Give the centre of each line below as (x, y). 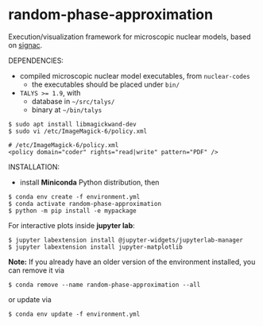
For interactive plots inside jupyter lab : (72, 225)
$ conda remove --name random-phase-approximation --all (104, 285)
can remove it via (37, 270)
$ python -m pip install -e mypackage (72, 211)
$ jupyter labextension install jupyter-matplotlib (95, 247)
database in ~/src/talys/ (73, 101)
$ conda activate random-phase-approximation (85, 204)
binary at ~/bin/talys (67, 110)
